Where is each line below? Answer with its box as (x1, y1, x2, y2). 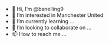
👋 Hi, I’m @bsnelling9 (11, 6, 64, 12)
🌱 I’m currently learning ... (11, 18, 75, 24)
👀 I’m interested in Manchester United (11, 12, 104, 19)
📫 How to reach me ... (11, 31, 67, 37)
